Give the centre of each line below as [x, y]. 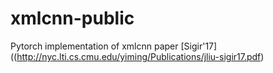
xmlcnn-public [72, 18]
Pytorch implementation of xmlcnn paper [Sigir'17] [114, 46]
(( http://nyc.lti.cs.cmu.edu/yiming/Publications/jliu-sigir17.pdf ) [137, 56]
